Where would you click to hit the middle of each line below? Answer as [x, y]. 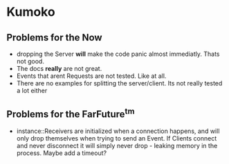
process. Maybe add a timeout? [62, 153]
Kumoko [31, 12]
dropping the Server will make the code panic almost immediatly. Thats [118, 54]
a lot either [32, 91]
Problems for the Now [54, 38]
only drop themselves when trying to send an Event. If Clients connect [117, 138]
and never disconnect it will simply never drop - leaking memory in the [117, 145]
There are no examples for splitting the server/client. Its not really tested [119, 83]
